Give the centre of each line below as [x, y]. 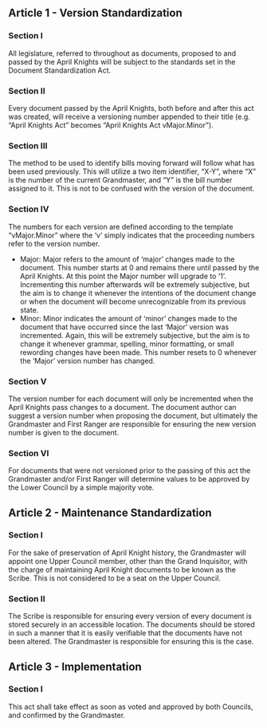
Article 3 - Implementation [75, 666]
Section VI [29, 453]
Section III [28, 145]
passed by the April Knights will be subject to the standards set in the [122, 61]
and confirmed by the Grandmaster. [67, 715]
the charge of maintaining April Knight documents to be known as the [122, 569]
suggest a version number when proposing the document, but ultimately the [133, 415]
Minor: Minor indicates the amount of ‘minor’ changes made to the [128, 318]
